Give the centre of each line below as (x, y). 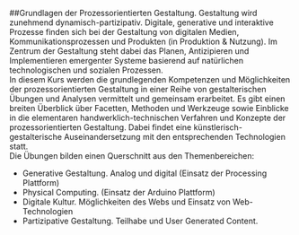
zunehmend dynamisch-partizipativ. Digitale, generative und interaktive (141, 22)
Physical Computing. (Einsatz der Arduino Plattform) (119, 192)
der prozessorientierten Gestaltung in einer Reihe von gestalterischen (138, 89)
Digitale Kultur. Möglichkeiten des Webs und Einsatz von (126, 202)
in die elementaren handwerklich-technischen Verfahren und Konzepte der (148, 117)
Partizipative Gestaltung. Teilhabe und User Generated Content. (140, 221)
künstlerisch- (218, 127)
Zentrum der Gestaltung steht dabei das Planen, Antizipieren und (129, 51)
